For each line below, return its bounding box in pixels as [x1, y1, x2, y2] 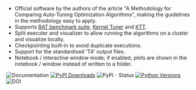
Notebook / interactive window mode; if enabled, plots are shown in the [14, 55, 187, 61]
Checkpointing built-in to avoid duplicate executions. [14, 42, 142, 49]
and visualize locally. [14, 36, 65, 42]
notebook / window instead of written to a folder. [14, 60, 132, 67]
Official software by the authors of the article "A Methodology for [14, 5, 171, 12]
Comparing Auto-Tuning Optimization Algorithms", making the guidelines [14, 11, 190, 18]
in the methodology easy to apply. [14, 17, 97, 24]
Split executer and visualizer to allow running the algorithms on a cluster [14, 30, 189, 37]
